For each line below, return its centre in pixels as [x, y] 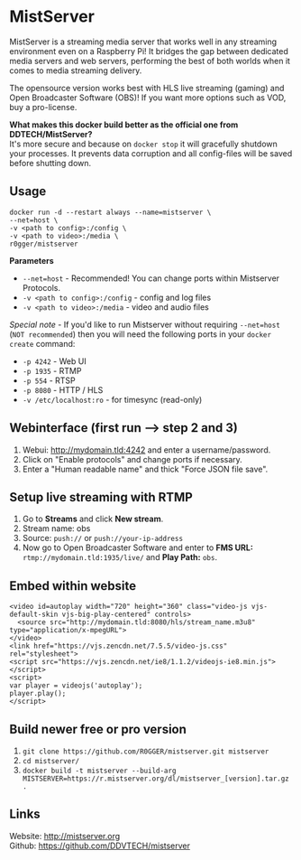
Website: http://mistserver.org [65, 836]
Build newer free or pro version [98, 729]
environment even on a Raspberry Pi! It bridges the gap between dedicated [149, 51]
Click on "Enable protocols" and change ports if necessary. [132, 459]
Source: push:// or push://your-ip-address [102, 538]
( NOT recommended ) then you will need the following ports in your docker [141, 334]
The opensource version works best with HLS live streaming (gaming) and [147, 88]
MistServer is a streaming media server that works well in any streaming [143, 42]
